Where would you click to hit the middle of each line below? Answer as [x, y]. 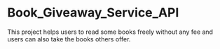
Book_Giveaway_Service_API [93, 13]
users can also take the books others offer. [69, 39]
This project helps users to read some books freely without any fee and [110, 32]
